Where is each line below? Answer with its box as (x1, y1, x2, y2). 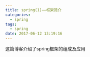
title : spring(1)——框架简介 (5, 7, 62, 13)
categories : (5, 12, 31, 17)
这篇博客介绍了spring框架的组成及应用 (5, 46, 85, 51)
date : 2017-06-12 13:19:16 (5, 31, 63, 36)
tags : (5, 21, 17, 27)
